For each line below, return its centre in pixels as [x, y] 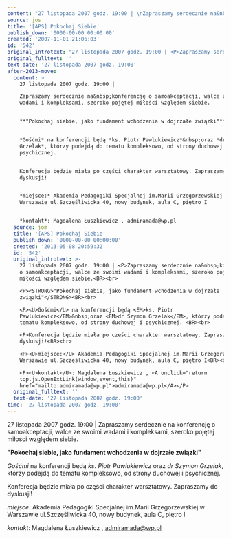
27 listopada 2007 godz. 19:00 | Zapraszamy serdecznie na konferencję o [111, 424]
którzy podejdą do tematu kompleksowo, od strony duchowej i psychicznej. [114, 473]
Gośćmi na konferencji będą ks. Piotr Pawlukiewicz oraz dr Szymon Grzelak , [115, 465]
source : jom [31, 227]
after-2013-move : [32, 71]
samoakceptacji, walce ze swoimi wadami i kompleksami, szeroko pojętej [111, 431]
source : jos [24, 20]
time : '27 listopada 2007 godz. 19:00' [64, 405]
